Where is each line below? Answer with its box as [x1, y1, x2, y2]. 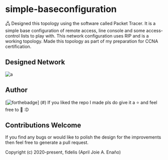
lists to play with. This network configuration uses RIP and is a [21, 32, 149, 38]
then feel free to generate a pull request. [5, 139, 89, 145]
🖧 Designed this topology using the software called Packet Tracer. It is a [5, 20, 156, 26]
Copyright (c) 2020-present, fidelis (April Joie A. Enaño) [5, 149, 121, 155]
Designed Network [5, 58, 65, 66]
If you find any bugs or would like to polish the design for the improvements [5, 134, 161, 140]
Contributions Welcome [5, 121, 81, 129]
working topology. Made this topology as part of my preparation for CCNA [5, 38, 158, 44]
